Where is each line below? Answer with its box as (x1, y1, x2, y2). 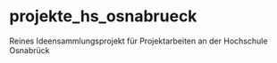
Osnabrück (9, 44, 51, 55)
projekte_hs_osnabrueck (9, 6, 197, 27)
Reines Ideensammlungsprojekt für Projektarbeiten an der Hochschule (9, 35, 268, 46)
